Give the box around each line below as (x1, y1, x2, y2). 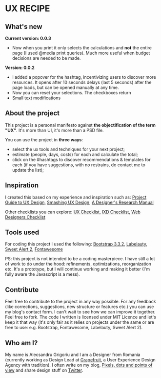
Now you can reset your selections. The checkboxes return (12, 90, 131, 95)
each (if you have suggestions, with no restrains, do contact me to (12, 162, 145, 168)
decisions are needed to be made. (12, 55, 81, 61)
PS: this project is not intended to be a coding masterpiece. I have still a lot (5, 256, 155, 262)
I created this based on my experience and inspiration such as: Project (5, 194, 147, 200)
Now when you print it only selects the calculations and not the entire (12, 45, 152, 50)
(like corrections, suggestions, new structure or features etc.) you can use (5, 304, 154, 310)
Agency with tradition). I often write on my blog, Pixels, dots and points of (5, 362, 153, 368)
